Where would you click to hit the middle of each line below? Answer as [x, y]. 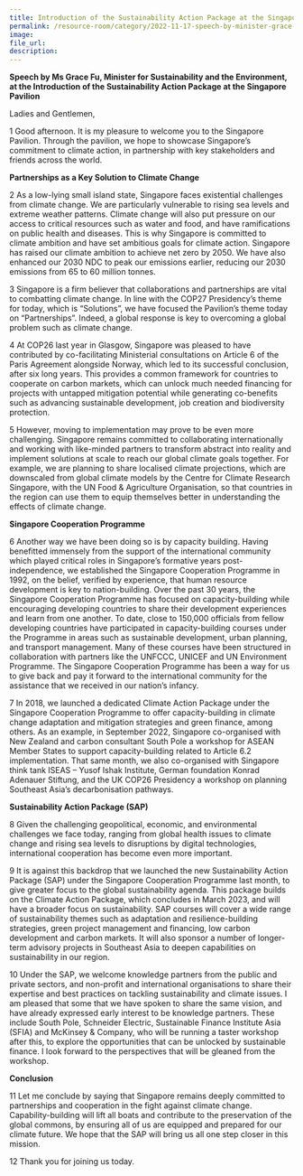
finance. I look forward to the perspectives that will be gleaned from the [142, 1051]
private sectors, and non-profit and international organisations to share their [150, 985]
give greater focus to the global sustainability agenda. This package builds [148, 890]
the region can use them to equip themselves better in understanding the [145, 497]
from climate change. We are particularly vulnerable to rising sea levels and [150, 205]
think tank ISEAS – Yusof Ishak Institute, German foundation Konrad [134, 770]
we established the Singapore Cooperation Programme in [174, 571]
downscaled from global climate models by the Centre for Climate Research [150, 478]
